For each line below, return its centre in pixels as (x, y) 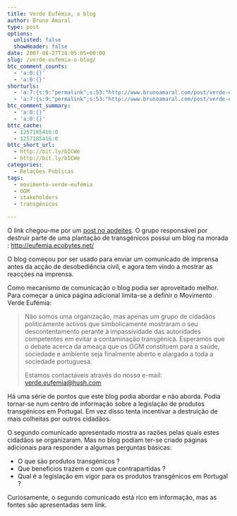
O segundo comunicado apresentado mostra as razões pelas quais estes (114, 432)
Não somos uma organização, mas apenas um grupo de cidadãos (120, 316)
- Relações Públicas (44, 171)
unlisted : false (37, 40)
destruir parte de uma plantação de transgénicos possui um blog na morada (118, 238)
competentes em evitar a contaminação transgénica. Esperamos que (124, 339)
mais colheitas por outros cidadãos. (59, 419)
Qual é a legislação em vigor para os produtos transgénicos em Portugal (122, 476)
